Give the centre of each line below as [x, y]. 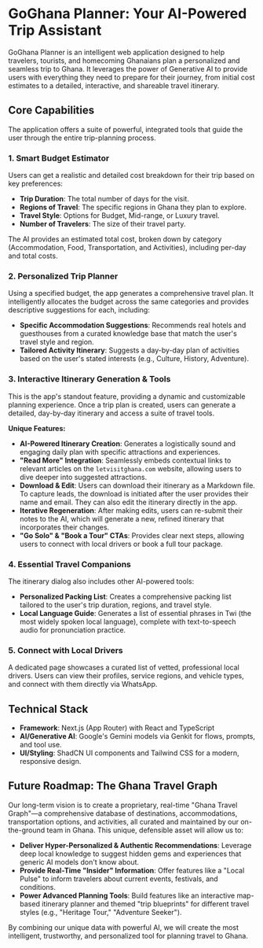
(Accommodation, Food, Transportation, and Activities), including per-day [127, 248]
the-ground [27, 830]
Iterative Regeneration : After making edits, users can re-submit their [131, 510]
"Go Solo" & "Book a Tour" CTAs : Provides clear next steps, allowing [132, 535]
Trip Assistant [55, 30]
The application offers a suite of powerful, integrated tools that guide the [126, 129]
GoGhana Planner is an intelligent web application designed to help [117, 52]
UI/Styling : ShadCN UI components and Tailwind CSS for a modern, [129, 753]
